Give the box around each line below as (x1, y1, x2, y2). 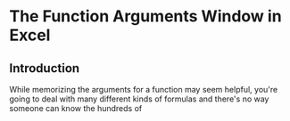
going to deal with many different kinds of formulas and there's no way (9, 93, 269, 104)
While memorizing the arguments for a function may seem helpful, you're (9, 85, 278, 94)
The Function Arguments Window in (9, 6, 283, 27)
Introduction (9, 60, 80, 76)
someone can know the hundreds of (9, 103, 143, 113)
